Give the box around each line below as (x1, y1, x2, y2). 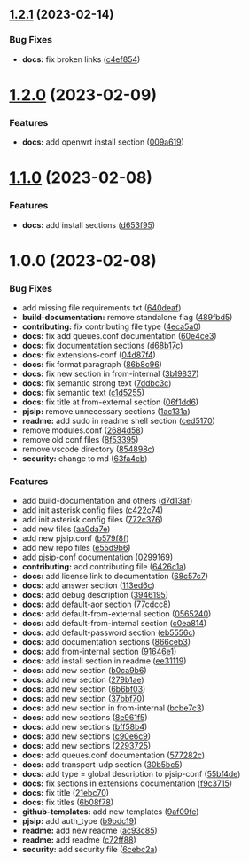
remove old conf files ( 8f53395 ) (21, 435, 139, 445)
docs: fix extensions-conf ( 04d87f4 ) (21, 349, 157, 360)
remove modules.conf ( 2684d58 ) (21, 425, 144, 435)
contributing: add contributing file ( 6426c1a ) (21, 561, 187, 572)
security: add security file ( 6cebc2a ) (21, 844, 158, 855)
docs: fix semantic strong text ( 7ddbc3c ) (21, 378, 172, 388)
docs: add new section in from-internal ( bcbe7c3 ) (21, 702, 206, 713)
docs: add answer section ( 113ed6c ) (21, 580, 155, 591)
